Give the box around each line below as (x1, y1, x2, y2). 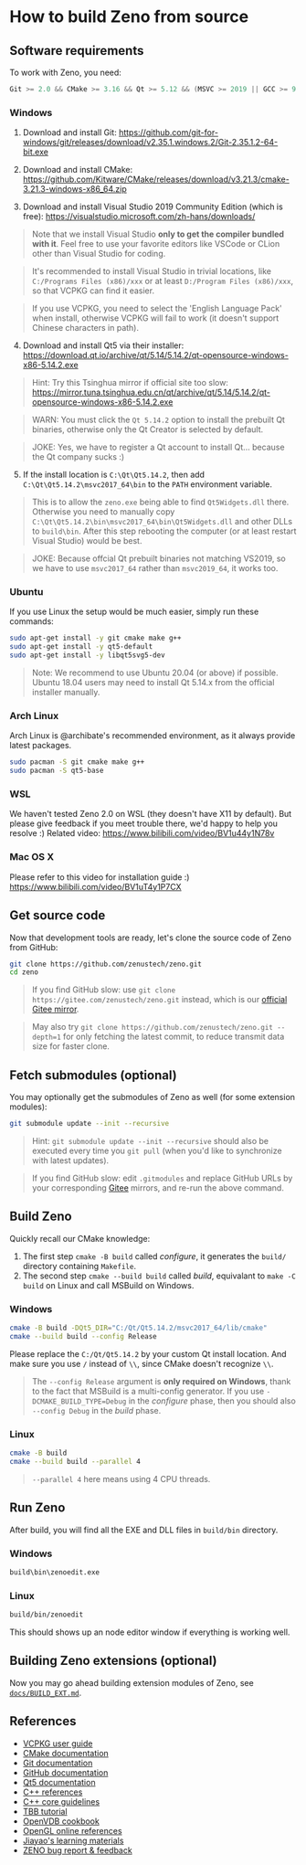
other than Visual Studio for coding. (31, 249, 166, 260)
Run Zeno (9, 1500, 66, 1516)
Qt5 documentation (22, 1776, 96, 1787)
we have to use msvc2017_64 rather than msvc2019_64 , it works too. (31, 563, 279, 574)
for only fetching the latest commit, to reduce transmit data (62, 1031, 285, 1043)
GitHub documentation (22, 1766, 109, 1778)
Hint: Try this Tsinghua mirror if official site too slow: (31, 377, 228, 388)
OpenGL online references (22, 1825, 122, 1836)
